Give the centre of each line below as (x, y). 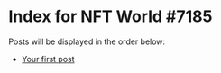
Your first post (48, 59)
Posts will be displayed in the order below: (87, 41)
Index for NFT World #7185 (110, 17)
